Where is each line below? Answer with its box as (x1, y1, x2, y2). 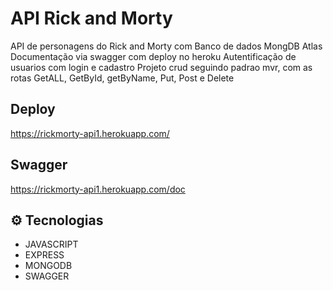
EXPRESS (24, 249, 65, 261)
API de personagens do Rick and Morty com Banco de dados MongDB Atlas (10, 40, 323, 52)
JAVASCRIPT (24, 238, 79, 251)
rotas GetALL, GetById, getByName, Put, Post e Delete (10, 72, 235, 84)
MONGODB (24, 260, 73, 272)
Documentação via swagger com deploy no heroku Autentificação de (10, 50, 297, 62)
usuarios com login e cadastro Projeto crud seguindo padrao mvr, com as (10, 61, 313, 73)
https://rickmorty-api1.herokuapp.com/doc (10, 183, 186, 195)
